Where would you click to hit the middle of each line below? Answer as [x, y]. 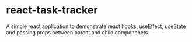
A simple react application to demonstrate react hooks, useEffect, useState [96, 26]
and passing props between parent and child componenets [77, 32]
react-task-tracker [52, 10]
